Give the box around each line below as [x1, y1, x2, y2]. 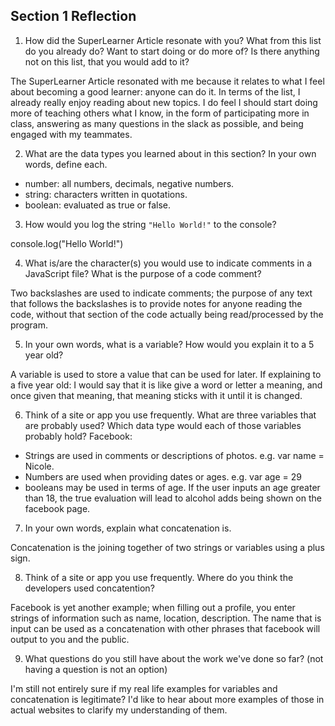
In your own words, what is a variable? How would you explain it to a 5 [24, 338, 315, 350]
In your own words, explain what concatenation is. [24, 522, 232, 534]
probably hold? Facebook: [24, 430, 133, 442]
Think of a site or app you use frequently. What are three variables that [24, 409, 317, 421]
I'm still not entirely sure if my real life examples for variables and [10, 682, 278, 694]
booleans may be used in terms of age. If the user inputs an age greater [24, 481, 321, 493]
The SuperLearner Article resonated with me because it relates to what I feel [10, 75, 325, 87]
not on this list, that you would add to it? [24, 55, 190, 68]
